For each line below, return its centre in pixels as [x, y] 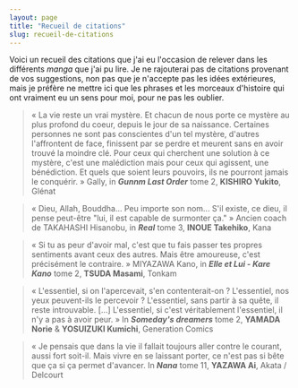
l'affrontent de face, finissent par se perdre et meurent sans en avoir [157, 143]
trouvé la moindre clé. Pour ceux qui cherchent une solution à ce [150, 153]
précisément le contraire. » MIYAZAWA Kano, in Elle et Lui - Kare [151, 264]
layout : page [34, 17]
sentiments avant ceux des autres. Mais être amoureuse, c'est [146, 254]
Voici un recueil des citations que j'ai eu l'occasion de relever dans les [139, 60]
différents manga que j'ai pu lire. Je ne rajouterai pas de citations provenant [149, 69]
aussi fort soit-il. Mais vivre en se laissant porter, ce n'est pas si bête [158, 356]
